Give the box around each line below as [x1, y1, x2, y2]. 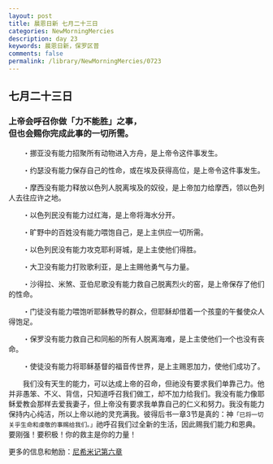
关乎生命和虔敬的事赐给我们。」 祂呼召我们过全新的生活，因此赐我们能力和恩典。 [8, 419, 260, 429]
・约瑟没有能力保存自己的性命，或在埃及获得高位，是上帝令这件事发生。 [23, 165, 265, 175]
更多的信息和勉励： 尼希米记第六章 [8, 446, 123, 456]
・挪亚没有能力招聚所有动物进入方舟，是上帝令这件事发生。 [23, 148, 222, 158]
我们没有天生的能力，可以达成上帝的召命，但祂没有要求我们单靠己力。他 [23, 379, 265, 388]
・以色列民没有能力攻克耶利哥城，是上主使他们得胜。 [23, 245, 201, 254]
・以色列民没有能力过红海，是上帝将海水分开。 [23, 210, 180, 219]
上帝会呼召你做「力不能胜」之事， [8, 115, 142, 127]
